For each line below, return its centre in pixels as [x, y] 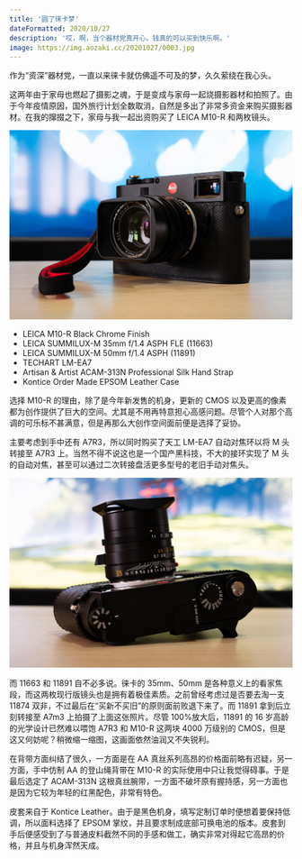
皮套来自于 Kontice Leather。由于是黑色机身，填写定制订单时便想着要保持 [146, 811]
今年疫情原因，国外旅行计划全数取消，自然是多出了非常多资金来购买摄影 [151, 106]
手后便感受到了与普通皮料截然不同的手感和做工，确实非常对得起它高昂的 [143, 834]
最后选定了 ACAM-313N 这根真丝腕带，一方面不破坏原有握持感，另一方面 [145, 781]
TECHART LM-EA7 [57, 363]
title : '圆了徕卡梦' [44, 19]
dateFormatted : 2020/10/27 [60, 28]
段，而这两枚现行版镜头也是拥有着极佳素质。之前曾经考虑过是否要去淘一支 [147, 694]
